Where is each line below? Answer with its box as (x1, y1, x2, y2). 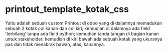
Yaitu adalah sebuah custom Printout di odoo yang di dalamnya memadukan (5, 20, 162, 26)
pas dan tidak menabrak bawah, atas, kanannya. (5, 41, 105, 47)
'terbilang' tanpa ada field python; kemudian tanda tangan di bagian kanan (5, 30, 159, 36)
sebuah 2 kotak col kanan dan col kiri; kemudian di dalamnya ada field (5, 25, 150, 31)
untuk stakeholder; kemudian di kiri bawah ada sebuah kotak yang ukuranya (5, 36, 162, 42)
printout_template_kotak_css (5, 3, 129, 15)
